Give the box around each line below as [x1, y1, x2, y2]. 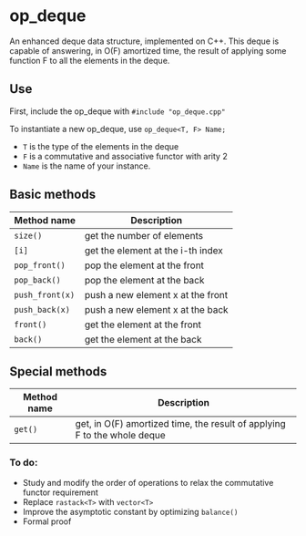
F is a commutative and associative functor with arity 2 [22, 150, 228, 161]
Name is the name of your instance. [22, 160, 151, 171]
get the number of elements [84, 229, 203, 242]
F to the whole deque [75, 429, 166, 442]
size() [14, 230, 43, 241]
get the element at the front [84, 318, 202, 331]
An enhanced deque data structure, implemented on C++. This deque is [9, 36, 280, 46]
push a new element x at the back [84, 303, 229, 315]
